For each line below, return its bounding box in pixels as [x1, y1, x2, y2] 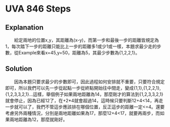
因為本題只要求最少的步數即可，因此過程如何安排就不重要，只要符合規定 [14, 79, 165, 85]
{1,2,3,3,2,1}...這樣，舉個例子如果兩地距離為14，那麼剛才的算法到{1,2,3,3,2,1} [5, 91, 163, 97]
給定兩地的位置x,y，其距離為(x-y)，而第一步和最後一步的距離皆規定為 [14, 37, 159, 43]
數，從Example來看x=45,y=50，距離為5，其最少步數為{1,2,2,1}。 [5, 50, 140, 55]
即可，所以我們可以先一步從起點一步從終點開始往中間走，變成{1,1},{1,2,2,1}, [5, 85, 161, 91]
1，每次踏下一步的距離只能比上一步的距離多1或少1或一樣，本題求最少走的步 [5, 43, 162, 49]
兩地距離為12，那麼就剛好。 [9, 116, 68, 122]
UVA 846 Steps [5, 3, 71, 15]
